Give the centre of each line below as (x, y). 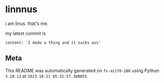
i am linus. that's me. (27, 23)
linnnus (21, 9)
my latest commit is (26, 33)
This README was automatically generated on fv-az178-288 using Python (82, 70)
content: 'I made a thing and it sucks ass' (53, 43)
